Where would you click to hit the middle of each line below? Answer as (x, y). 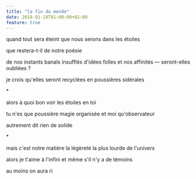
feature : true (23, 22)
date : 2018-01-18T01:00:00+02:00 (47, 17)
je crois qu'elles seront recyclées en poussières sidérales (75, 79)
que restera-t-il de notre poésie (44, 51)
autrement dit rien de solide (39, 125)
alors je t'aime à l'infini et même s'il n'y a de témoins (70, 160)
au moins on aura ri (29, 171)
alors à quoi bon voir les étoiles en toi (51, 102)
